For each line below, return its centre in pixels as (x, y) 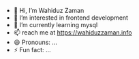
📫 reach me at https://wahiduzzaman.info (73, 33)
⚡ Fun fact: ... (32, 50)
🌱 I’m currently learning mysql (56, 25)
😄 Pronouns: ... (35, 42)
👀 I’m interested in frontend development (71, 18)
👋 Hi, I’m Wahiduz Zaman (49, 11)
